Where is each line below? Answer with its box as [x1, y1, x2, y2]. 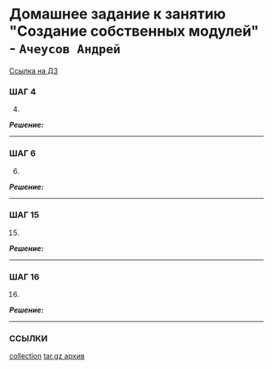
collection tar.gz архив [9, 351, 86, 361]
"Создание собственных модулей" [9, 22, 259, 40]
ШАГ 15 [9, 209, 40, 220]
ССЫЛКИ [9, 333, 48, 344]
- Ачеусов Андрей [9, 40, 121, 57]
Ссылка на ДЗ [9, 65, 59, 75]
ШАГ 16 [9, 271, 40, 283]
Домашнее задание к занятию [9, 5, 227, 23]
